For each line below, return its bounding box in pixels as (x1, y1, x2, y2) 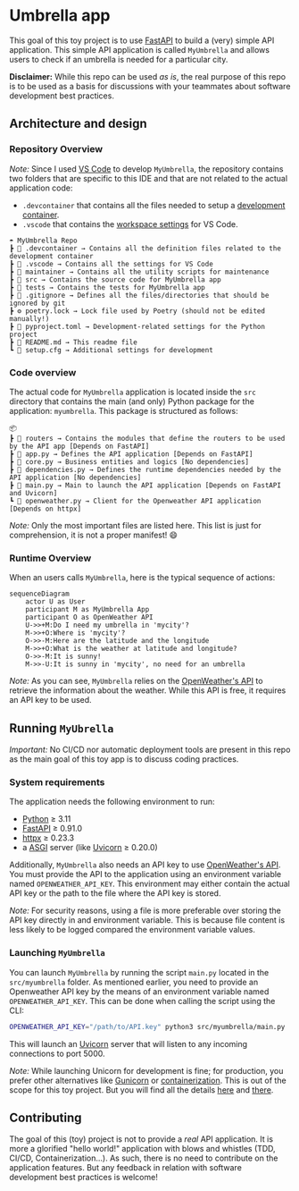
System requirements (9, 775, 105, 788)
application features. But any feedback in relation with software (9, 1162, 243, 1173)
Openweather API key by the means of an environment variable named (9, 985, 270, 997)
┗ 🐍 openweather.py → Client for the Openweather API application (9, 496, 262, 505)
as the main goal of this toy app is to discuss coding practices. (9, 754, 239, 764)
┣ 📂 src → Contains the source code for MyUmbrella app (9, 275, 221, 284)
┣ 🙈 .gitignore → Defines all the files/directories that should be (9, 291, 270, 300)
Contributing (9, 1110, 82, 1125)
